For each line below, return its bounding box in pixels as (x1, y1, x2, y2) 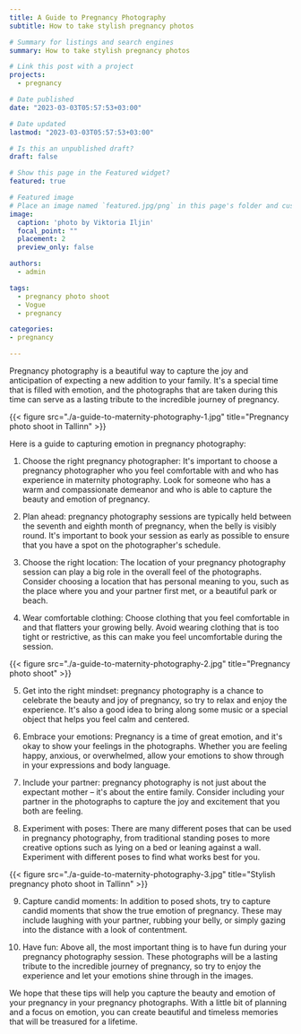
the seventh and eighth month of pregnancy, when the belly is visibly (21, 521, 277, 531)
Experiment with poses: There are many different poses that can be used (21, 823, 292, 833)
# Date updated (9, 119, 66, 128)
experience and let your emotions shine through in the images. (21, 970, 254, 981)
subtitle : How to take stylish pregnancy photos (9, 22, 194, 30)
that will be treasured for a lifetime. (9, 1016, 138, 1027)
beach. (21, 595, 48, 606)
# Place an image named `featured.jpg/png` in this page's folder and (9, 201, 279, 211)
